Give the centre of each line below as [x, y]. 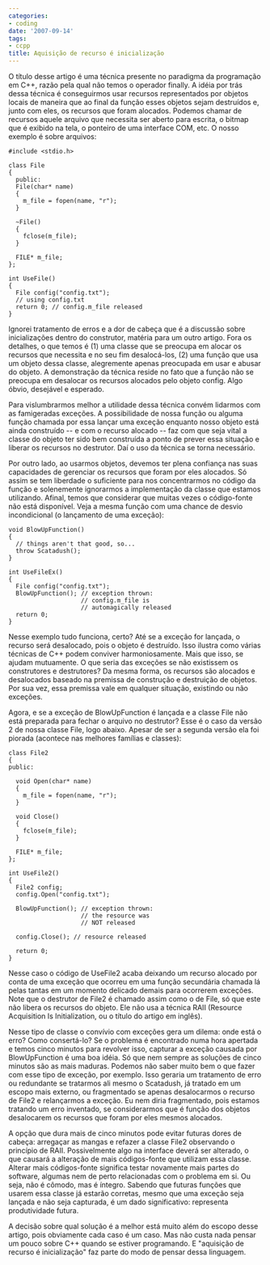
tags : [17, 38]
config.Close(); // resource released [81, 937]
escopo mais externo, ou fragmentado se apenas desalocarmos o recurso [132, 1092]
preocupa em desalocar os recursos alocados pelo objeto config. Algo [126, 380]
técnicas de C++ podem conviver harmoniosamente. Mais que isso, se [126, 654]
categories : [28, 16]
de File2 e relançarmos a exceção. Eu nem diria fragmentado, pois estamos [134, 1101]
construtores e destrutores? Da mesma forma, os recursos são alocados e [132, 671]
